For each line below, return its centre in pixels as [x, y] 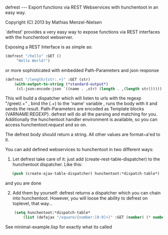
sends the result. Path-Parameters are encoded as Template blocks [74, 109]
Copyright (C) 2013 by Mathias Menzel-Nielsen [53, 22]
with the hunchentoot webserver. [39, 37]
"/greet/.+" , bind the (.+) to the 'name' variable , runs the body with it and [81, 103]
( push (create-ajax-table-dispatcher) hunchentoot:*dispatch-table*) [86, 174]
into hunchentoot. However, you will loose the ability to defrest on [80, 198]
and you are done [23, 183]
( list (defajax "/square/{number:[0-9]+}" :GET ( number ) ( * [87, 217]
